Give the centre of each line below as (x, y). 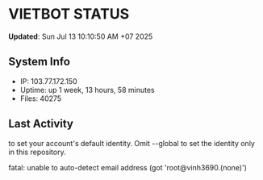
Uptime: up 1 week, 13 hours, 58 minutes (87, 90)
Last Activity (41, 124)
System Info (40, 62)
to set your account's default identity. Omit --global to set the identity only (132, 143)
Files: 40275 (41, 98)
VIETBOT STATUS (69, 14)
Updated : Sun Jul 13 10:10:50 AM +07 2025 (81, 36)
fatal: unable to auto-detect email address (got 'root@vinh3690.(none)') (128, 167)
